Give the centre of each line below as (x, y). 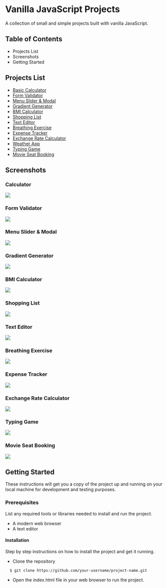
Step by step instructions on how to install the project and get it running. (80, 551)
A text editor (25, 528)
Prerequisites (22, 503)
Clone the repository (34, 561)
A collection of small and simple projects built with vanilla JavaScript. (77, 23)
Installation (17, 540)
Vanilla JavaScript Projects (63, 9)
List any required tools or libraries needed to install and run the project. (79, 513)
